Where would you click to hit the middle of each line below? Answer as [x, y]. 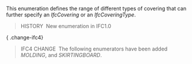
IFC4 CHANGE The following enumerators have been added [94, 49]
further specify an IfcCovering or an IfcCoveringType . [71, 15]
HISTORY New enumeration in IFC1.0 [66, 26]
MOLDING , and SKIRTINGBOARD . [61, 55]
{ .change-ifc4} [25, 37]
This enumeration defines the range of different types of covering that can [96, 9]
